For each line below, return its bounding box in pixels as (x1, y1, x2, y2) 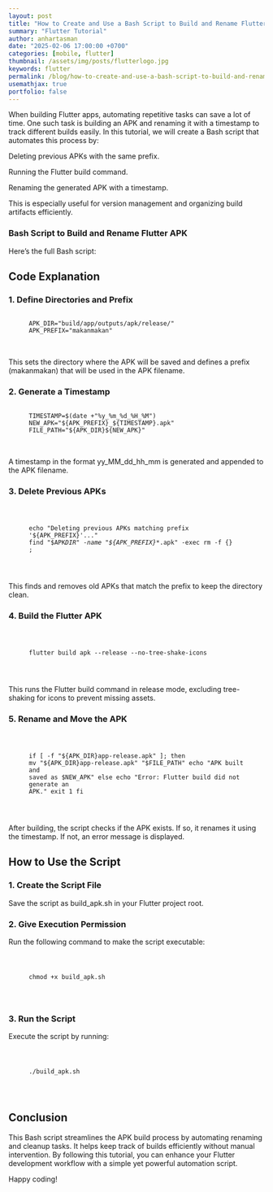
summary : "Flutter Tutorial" (8, 27, 107, 35)
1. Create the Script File (8, 880, 102, 891)
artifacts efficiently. (8, 207, 73, 217)
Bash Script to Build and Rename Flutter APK (8, 228, 188, 239)
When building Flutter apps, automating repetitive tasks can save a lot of (8, 110, 251, 120)
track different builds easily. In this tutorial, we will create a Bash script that (8, 127, 259, 137)
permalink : (8, 72, 45, 80)
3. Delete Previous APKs (8, 485, 106, 497)
